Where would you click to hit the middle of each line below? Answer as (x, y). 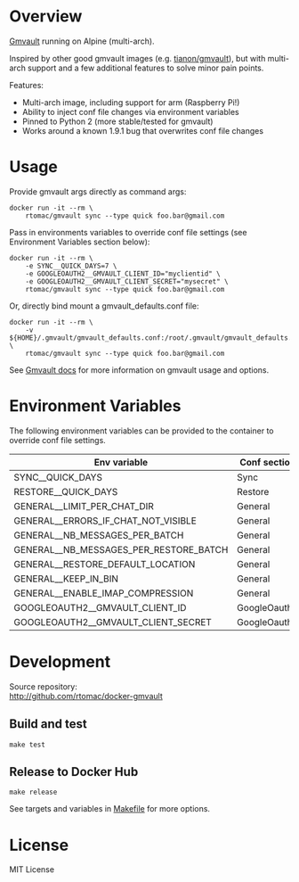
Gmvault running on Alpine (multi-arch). (82, 41)
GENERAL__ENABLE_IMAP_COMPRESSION (104, 593)
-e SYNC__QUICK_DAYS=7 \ (71, 266)
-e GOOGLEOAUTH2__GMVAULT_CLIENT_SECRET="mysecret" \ (127, 281)
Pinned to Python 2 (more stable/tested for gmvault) (117, 121)
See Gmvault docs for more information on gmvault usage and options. (139, 370)
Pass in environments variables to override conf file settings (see (128, 232)
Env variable (121, 462)
